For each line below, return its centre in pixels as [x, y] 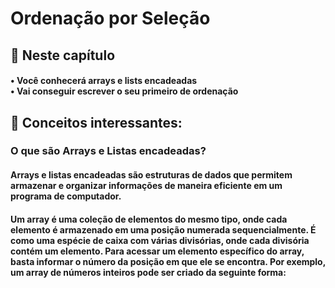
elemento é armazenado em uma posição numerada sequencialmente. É [163, 229]
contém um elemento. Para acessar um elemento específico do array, [157, 251]
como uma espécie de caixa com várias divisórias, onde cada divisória [160, 240]
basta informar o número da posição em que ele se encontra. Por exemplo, [168, 261]
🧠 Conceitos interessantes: [96, 122]
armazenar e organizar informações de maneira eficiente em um [146, 186]
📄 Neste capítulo [63, 55]
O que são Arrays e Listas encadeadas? [108, 151]
